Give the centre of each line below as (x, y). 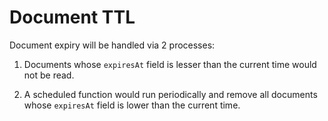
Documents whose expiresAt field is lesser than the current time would (170, 64)
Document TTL (72, 17)
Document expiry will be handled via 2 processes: (112, 45)
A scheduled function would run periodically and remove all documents (170, 94)
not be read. (49, 75)
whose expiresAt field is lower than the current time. (132, 105)
